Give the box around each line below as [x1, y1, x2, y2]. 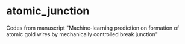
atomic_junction [6, 4, 90, 18]
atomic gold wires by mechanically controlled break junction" [6, 30, 158, 37]
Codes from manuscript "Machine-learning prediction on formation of [6, 24, 180, 31]
